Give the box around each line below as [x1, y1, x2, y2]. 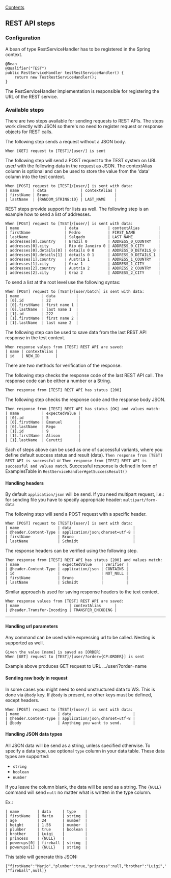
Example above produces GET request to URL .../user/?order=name [5, 663, 147, 669]
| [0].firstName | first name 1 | [5, 302, 79, 308]
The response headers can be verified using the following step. [5, 548, 138, 554]
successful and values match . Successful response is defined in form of [5, 463, 157, 469]
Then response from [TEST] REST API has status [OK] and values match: [5, 406, 160, 411]
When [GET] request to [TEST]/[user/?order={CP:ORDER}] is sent [5, 654, 145, 660]
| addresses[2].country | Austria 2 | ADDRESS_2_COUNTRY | [5, 265, 160, 271]
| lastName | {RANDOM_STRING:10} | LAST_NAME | [5, 196, 117, 202]
